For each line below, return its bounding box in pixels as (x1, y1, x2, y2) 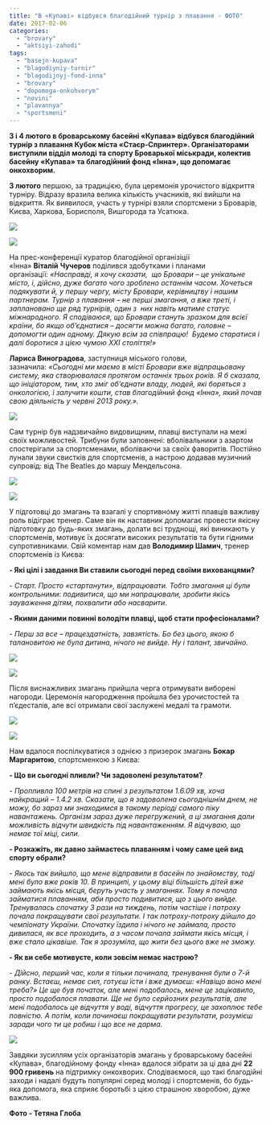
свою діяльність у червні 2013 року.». (9, 396, 139, 406)
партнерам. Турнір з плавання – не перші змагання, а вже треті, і (9, 295, 236, 304)
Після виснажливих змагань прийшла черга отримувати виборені (9, 683, 236, 693)
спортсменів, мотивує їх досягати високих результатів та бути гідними (9, 533, 254, 542)
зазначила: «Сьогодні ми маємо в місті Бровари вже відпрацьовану (9, 362, 246, 371)
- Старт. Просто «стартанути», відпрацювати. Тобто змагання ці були (9, 581, 251, 590)
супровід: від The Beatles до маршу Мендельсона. (9, 461, 182, 471)
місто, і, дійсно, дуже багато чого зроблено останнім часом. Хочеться (9, 278, 253, 287)
